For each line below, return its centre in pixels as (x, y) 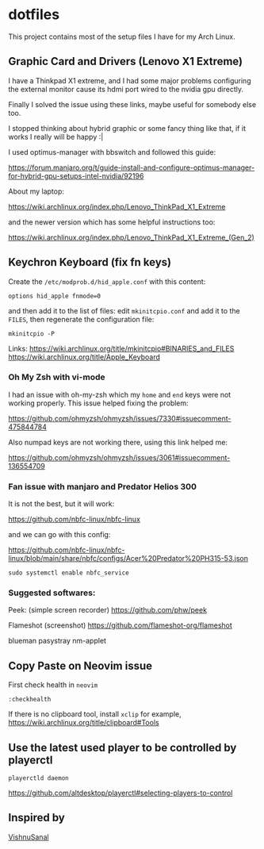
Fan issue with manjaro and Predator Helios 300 (102, 486)
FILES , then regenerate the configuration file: (81, 319)
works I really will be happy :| (56, 136)
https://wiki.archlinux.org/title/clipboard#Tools (84, 723)
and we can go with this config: (59, 535)
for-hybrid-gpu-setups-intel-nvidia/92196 (76, 175)
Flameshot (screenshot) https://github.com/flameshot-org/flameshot (120, 625)
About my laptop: (36, 191)
